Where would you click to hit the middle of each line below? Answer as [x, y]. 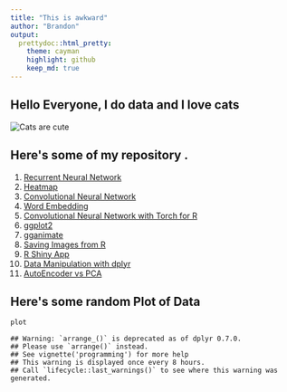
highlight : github [61, 60]
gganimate [43, 234]
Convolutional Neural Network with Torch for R [110, 215]
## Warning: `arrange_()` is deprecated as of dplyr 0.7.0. [126, 339]
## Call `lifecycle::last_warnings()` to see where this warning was [144, 371]
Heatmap [40, 186]
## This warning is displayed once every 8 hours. [108, 363]
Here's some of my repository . [99, 155]
